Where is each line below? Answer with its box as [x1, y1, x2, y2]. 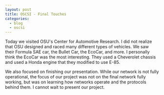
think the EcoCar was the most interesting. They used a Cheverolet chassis [5, 54, 156, 60]
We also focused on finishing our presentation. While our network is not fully [5, 69, 159, 75]
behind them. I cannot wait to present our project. [5, 84, 105, 90]
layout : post [5, 7, 32, 12]
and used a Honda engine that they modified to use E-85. [5, 59, 121, 65]
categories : [5, 16, 29, 21]
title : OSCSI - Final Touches [5, 12, 67, 17]
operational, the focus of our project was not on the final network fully [5, 74, 146, 80]
